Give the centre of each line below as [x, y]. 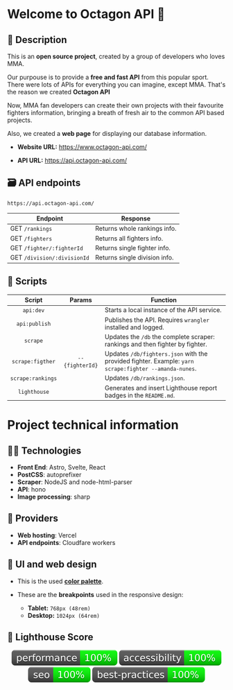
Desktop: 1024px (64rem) [64, 615]
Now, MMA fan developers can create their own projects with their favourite [115, 105]
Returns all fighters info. [129, 238]
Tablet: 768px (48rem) [59, 608]
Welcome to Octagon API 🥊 [86, 14]
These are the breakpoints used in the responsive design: [100, 594]
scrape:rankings [34, 379]
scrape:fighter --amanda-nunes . [151, 368]
